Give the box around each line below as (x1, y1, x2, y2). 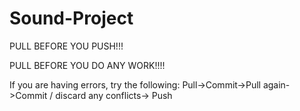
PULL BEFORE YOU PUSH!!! (9, 40, 124, 52)
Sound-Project (9, 7, 134, 30)
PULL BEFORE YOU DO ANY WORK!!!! (9, 59, 166, 71)
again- (262, 78, 291, 91)
